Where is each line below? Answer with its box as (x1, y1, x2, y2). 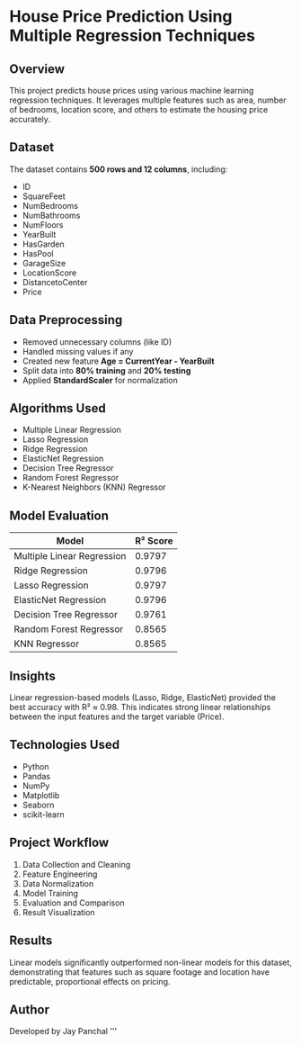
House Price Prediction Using (9, 6, 233, 27)
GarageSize (22, 257, 66, 268)
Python (22, 761, 49, 771)
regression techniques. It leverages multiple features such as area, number (9, 95, 287, 105)
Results (9, 933, 53, 949)
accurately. (9, 114, 51, 124)
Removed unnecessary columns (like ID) (22, 336, 173, 347)
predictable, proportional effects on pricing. (9, 976, 171, 986)
